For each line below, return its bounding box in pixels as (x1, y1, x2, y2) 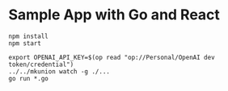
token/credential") (8, 60, 74, 68)
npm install (8, 32, 49, 40)
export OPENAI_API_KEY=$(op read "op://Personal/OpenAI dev (8, 53, 216, 61)
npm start (8, 39, 42, 48)
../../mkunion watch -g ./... (8, 67, 111, 76)
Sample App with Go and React (8, 6, 221, 24)
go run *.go (8, 74, 49, 82)
